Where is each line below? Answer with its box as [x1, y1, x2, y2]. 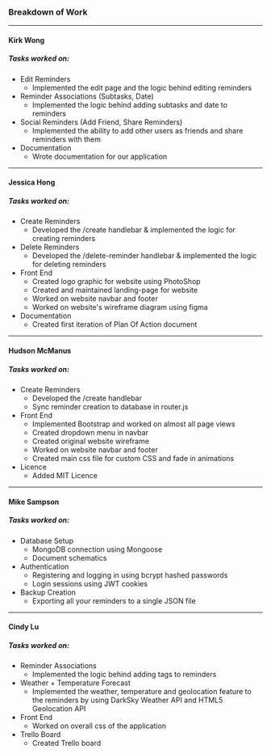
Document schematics [31, 553, 107, 562]
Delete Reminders [19, 242, 80, 252]
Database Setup [19, 536, 74, 545]
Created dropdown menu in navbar [31, 427, 149, 437]
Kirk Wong [8, 35, 45, 44]
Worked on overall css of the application [31, 721, 167, 731]
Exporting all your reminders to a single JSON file [31, 595, 196, 605]
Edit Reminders [19, 74, 71, 83]
